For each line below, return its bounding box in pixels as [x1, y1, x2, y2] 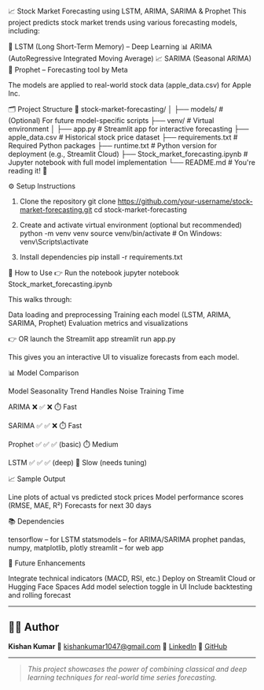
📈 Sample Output [8, 474, 66, 483]
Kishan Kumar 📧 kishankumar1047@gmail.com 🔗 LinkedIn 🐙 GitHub [8, 641, 228, 651]
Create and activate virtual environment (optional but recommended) [19, 220, 242, 229]
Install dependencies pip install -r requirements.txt [19, 252, 183, 262]
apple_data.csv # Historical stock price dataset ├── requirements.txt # [8, 132, 238, 142]
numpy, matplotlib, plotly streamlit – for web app [8, 543, 164, 552]
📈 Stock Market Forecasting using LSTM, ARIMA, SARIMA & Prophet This [8, 6, 247, 16]
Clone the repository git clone [19, 196, 116, 206]
